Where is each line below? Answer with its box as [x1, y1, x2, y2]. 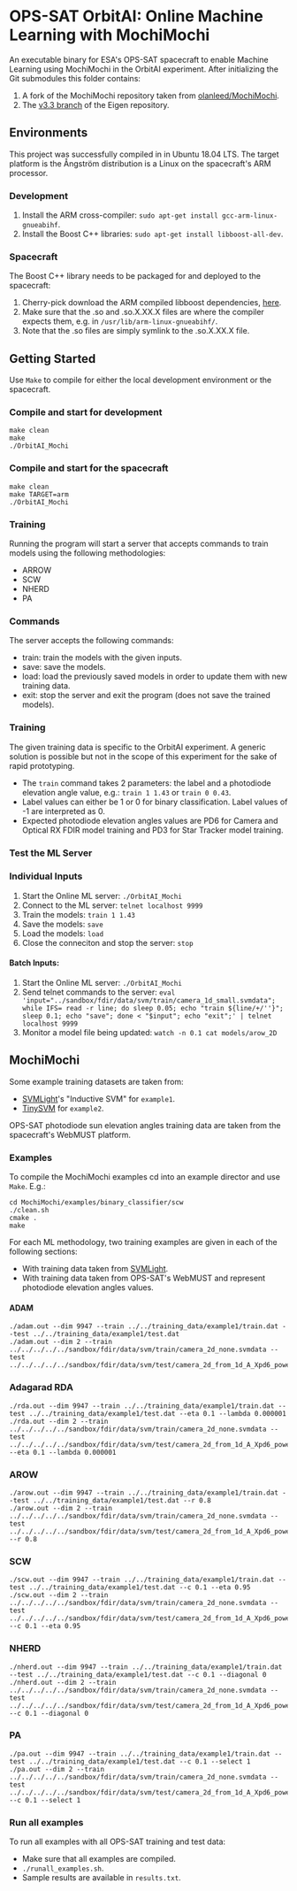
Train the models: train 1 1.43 [21, 909, 135, 919]
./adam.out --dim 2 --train [9, 1338, 113, 1347]
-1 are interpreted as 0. [21, 805, 106, 816]
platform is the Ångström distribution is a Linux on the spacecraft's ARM [9, 158, 271, 169]
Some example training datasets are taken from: [9, 1076, 184, 1087]
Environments [9, 126, 88, 141]
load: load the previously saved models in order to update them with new [21, 671, 287, 682]
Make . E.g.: [9, 1181, 46, 1192]
